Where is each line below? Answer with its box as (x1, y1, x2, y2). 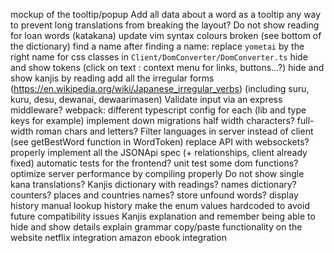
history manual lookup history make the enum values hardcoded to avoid (10, 200, 310, 211)
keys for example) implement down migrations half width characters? (10, 115, 295, 126)
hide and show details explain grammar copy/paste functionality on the (10, 221, 303, 233)
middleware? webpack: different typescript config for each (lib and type (10, 104, 307, 116)
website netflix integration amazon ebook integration (10, 232, 227, 243)
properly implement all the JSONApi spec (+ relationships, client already (10, 147, 308, 158)
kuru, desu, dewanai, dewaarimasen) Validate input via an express (10, 94, 283, 105)
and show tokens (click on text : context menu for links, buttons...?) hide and (10, 62, 325, 73)
